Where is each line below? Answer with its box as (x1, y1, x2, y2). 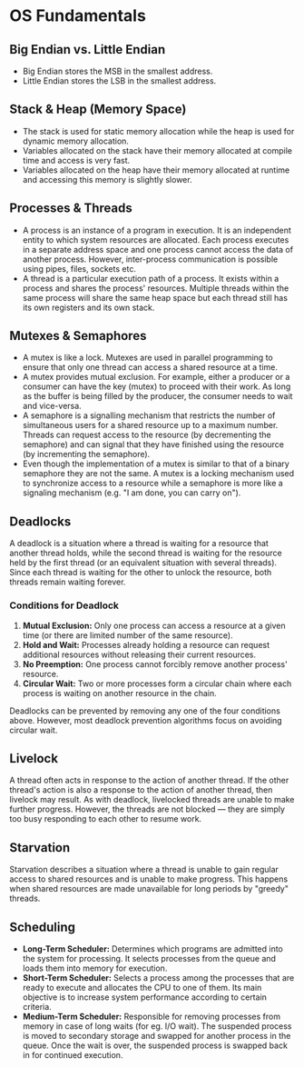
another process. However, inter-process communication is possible (22, 254, 279, 265)
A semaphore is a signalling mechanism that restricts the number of (22, 410, 276, 421)
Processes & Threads (9, 201, 133, 216)
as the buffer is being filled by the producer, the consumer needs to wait (22, 391, 293, 402)
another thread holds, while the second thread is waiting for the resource (9, 547, 283, 559)
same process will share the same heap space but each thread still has (22, 292, 289, 303)
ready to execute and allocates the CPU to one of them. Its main (22, 982, 262, 993)
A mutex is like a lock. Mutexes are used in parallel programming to (22, 352, 274, 364)
